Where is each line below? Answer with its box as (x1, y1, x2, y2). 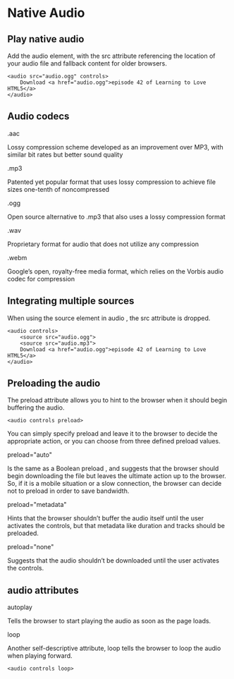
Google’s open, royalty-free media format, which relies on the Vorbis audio (7, 267, 224, 276)
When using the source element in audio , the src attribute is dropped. (7, 314, 211, 322)
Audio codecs (7, 111, 70, 123)
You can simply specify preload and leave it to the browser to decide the (7, 429, 218, 438)
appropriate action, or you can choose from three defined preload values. (7, 437, 221, 446)
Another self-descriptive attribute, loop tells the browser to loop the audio (7, 644, 221, 653)
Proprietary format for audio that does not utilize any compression (7, 240, 199, 248)
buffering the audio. (7, 403, 65, 412)
